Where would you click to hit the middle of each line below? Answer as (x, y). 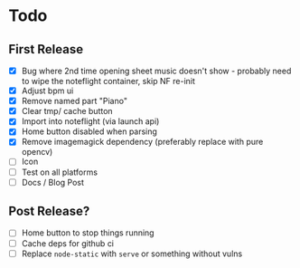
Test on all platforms (60, 172)
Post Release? (49, 211)
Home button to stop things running (88, 233)
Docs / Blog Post (53, 182)
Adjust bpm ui (47, 91)
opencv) (37, 152)
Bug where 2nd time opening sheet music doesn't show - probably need (156, 71)
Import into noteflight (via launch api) (90, 121)
